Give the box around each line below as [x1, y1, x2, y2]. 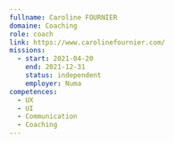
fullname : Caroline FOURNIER [9, 12, 118, 22]
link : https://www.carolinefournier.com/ [9, 37, 166, 47]
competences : [9, 87, 58, 96]
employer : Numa [25, 79, 82, 88]
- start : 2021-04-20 [17, 54, 94, 63]
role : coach [9, 29, 54, 38]
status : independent [25, 71, 102, 80]
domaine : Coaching [9, 21, 78, 30]
